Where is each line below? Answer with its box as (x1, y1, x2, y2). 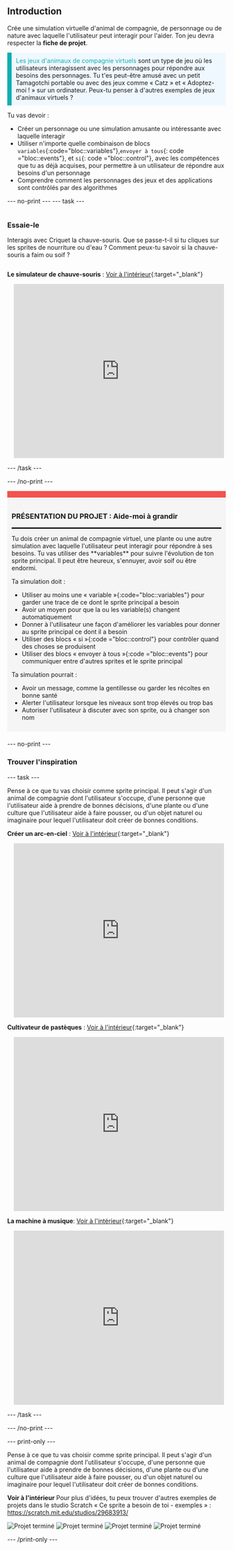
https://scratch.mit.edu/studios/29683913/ (7, 1508, 128, 1517)
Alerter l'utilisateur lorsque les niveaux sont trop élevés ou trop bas (21, 699, 214, 707)
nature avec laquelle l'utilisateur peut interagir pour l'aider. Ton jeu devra (7, 31, 214, 40)
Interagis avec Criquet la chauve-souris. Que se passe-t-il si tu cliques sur (7, 236, 220, 245)
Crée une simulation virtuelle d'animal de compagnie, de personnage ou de (7, 24, 222, 32)
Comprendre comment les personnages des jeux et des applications (17, 176, 213, 184)
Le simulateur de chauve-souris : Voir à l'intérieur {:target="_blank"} (7, 270, 203, 279)
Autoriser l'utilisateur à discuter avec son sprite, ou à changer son (21, 706, 210, 715)
